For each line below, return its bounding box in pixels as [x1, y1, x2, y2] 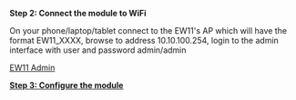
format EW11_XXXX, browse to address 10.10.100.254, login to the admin [9, 35, 280, 45]
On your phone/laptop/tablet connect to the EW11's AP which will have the [9, 25, 288, 35]
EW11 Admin [9, 63, 56, 73]
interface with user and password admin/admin [9, 45, 187, 55]
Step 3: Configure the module [9, 80, 124, 90]
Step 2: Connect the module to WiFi [9, 8, 147, 18]
